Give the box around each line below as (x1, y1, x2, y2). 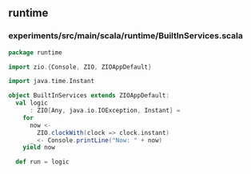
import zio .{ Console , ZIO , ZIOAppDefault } (8, 63, 152, 71)
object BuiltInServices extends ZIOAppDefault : (8, 92, 170, 100)
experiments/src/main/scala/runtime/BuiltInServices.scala (8, 30, 244, 42)
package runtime (8, 48, 62, 57)
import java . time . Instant (8, 77, 94, 85)
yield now (22, 144, 56, 152)
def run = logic (15, 158, 70, 166)
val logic (15, 99, 48, 107)
